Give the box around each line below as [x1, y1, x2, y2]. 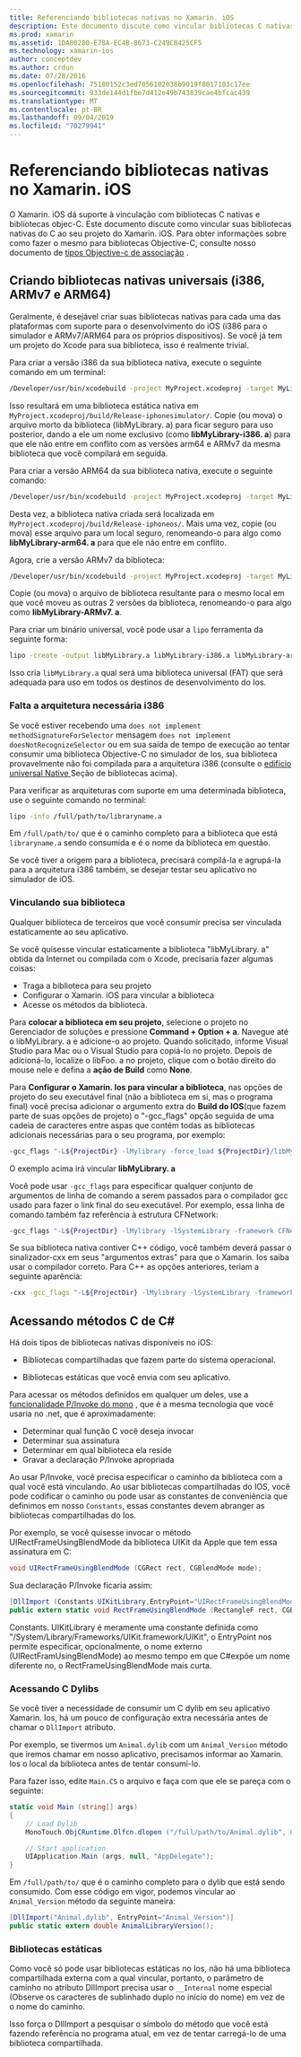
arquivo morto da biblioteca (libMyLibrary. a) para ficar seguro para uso [9, 419, 274, 430]
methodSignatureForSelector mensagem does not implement [9, 729, 231, 740]
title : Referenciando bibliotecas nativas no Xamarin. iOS [9, 13, 235, 22]
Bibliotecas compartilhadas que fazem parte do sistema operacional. [21, 1354, 276, 1365]
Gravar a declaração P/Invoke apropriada [21, 1455, 175, 1466]
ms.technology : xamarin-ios [9, 47, 115, 56]
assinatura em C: [9, 1546, 72, 1557]
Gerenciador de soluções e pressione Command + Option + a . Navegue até [9, 1026, 289, 1037]
